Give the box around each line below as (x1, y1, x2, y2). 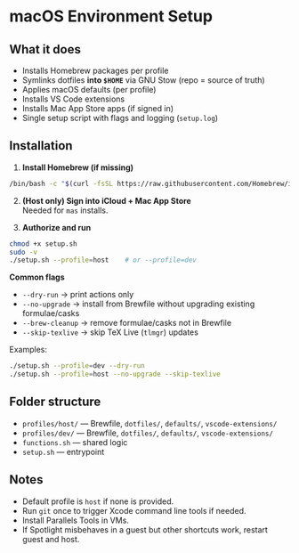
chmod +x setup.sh (9, 239, 77, 248)
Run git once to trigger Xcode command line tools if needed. (21, 505, 246, 516)
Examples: (9, 345, 47, 355)
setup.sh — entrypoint (21, 446, 105, 457)
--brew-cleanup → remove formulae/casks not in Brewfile (21, 318, 232, 329)
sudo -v (9, 248, 38, 256)
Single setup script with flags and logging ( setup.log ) (21, 113, 219, 123)
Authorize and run (21, 222, 92, 232)
